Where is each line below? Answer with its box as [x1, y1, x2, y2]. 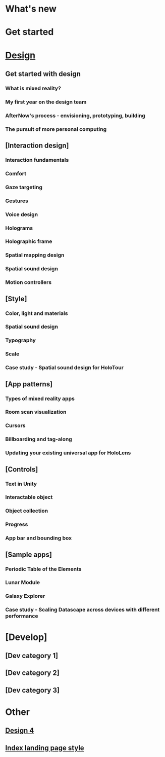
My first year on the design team [5, 98, 87, 105]
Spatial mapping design [5, 251, 65, 259]
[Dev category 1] [5, 651, 59, 660]
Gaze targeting [5, 184, 43, 191]
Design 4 [5, 726, 34, 735]
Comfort [5, 170, 27, 177]
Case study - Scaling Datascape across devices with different [5, 606, 160, 614]
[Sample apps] [5, 550, 52, 559]
